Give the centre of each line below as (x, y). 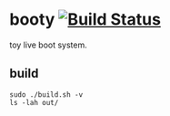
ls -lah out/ (34, 102)
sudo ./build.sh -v (46, 95)
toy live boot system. (49, 45)
